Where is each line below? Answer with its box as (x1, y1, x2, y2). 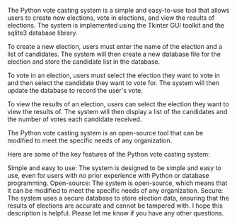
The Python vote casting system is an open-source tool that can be (7, 129, 204, 137)
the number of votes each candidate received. (7, 115, 142, 123)
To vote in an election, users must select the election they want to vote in (7, 71, 221, 79)
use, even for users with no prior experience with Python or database (7, 172, 210, 179)
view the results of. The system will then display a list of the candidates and (7, 108, 228, 116)
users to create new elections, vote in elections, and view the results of (7, 13, 215, 22)
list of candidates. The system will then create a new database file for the (7, 50, 221, 58)
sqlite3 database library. (7, 28, 78, 37)
